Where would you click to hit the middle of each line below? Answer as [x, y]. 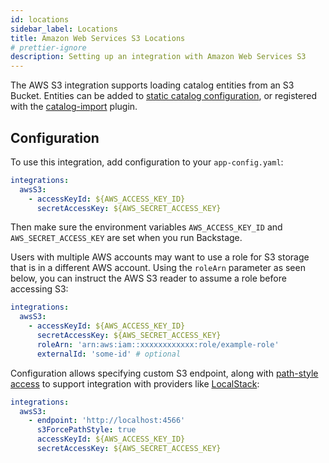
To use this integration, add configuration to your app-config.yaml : [147, 162]
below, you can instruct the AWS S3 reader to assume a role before [148, 278]
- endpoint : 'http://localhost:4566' [107, 421]
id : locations [40, 19]
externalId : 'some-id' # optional [109, 354]
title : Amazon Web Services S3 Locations [98, 38]
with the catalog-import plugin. [74, 107]
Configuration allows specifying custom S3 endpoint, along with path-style [164, 373]
